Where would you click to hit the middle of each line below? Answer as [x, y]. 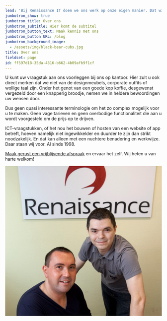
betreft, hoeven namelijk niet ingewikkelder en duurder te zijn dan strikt [78, 133]
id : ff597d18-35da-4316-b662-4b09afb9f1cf [50, 63]
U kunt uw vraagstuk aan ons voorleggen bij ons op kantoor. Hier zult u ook [83, 77]
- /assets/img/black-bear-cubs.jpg [46, 47]
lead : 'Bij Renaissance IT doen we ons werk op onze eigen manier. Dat [81, 10]
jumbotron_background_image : [35, 42]
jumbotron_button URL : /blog [35, 37]
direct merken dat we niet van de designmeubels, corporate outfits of [76, 83]
